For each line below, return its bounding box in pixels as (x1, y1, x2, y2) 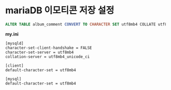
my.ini (5, 31, 19, 37)
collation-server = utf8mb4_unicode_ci (5, 54, 90, 59)
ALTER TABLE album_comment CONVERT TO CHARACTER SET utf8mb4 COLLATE (5, 21, 156, 27)
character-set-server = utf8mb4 (5, 49, 74, 55)
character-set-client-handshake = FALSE (5, 45, 93, 50)
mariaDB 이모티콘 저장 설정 (5, 5, 115, 16)
